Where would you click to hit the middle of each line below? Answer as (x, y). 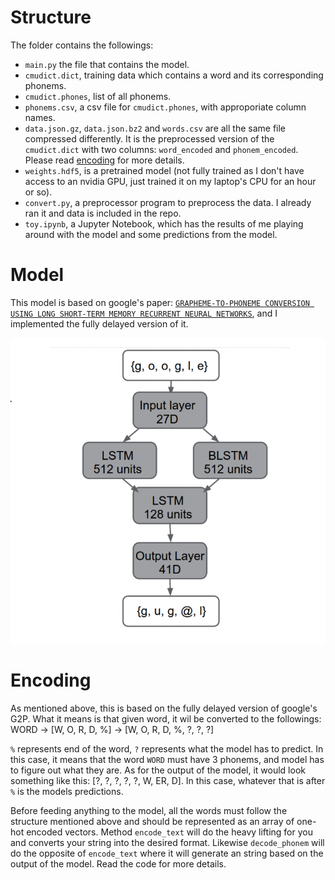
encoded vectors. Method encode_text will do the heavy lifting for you (169, 832)
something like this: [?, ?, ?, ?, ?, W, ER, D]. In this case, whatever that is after (168, 780)
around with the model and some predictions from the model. (151, 234)
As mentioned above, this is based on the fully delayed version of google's (164, 708)
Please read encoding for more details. (104, 160)
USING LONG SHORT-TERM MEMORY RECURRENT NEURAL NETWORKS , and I (144, 313)
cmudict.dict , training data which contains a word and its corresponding (174, 75)
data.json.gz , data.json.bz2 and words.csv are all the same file (155, 128)
